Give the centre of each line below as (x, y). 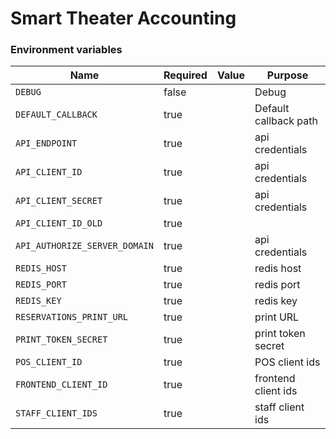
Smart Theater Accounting (123, 18)
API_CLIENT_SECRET (59, 201)
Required (185, 75)
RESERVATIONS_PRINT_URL (72, 317)
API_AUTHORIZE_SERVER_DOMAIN (84, 246)
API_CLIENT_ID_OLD (59, 223)
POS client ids (287, 362)
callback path (286, 121)
